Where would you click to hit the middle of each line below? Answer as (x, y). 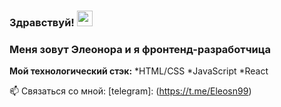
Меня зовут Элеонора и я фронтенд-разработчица (140, 49)
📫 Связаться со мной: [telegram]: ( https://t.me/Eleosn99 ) (130, 91)
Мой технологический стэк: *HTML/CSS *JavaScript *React (139, 71)
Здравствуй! (42, 22)
